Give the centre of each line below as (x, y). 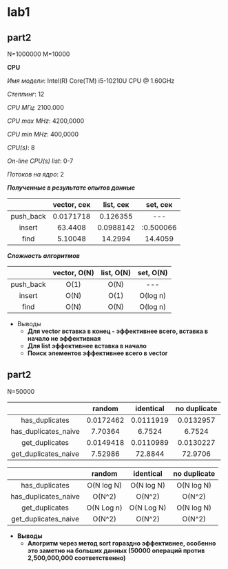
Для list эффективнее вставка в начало (87, 346)
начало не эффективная (64, 338)
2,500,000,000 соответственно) (76, 558)
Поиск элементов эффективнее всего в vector (97, 353)
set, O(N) (153, 273)
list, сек (116, 204)
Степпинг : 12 (26, 94)
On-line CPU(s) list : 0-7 (40, 161)
